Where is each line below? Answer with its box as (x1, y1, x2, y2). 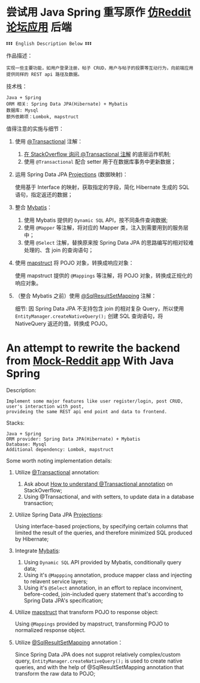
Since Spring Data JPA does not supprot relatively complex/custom (14, 651, 181, 658)
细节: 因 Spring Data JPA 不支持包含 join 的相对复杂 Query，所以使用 (14, 305, 184, 312)
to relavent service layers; (23, 577, 88, 585)
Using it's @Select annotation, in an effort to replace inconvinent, (23, 584, 183, 591)
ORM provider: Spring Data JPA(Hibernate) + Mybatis (6, 436, 141, 442)
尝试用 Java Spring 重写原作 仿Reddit (6, 5, 192, 19)
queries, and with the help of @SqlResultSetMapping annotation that (14, 663, 184, 670)
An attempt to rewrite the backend (6, 341, 181, 355)
